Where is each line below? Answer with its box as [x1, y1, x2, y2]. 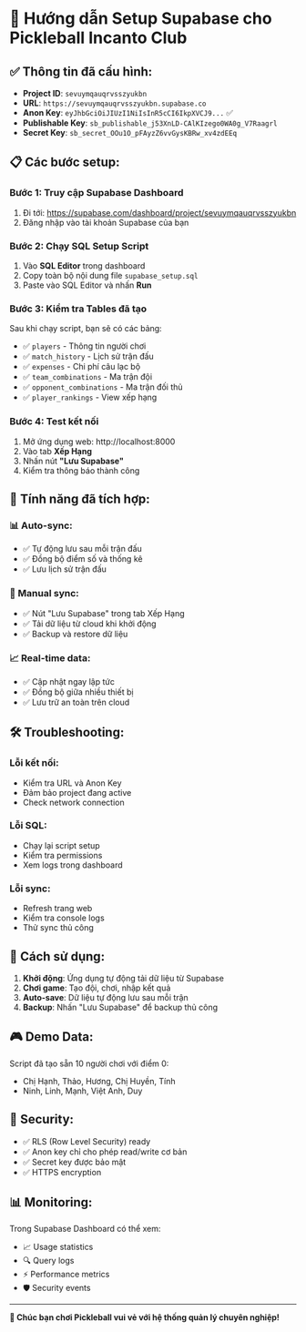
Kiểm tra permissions [22, 849, 103, 860]
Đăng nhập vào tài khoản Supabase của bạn [22, 217, 189, 228]
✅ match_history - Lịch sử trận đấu [22, 351, 155, 362]
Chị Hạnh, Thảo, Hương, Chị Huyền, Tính [22, 1075, 176, 1086]
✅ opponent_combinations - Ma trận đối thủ [22, 381, 184, 392]
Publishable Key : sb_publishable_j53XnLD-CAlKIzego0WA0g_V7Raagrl [22, 117, 278, 128]
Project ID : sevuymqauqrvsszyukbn [22, 88, 148, 98]
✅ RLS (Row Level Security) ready [22, 1135, 151, 1146]
